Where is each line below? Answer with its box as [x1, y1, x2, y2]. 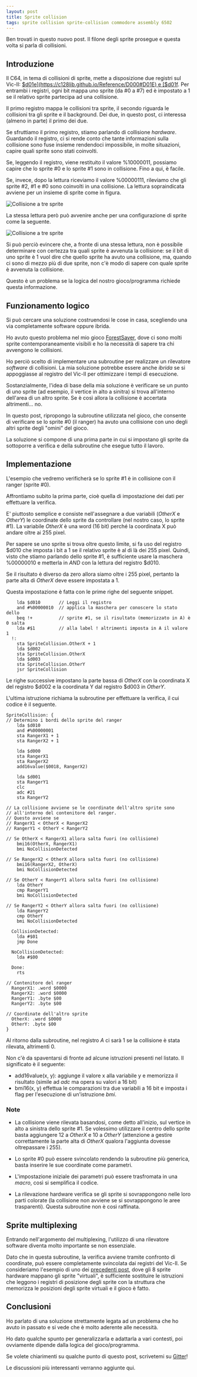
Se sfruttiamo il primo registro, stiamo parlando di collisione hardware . [6, 129, 177, 136]
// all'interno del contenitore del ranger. [6, 810, 117, 816]
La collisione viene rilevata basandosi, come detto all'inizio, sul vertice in [14, 1119, 191, 1126]
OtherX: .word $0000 [11, 1016, 62, 1022]
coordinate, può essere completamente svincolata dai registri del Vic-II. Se [6, 1259, 187, 1266]
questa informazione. [6, 284, 58, 291]
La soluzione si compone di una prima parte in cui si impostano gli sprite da [6, 436, 189, 443]
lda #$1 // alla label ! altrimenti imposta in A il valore [16, 625, 188, 631]
